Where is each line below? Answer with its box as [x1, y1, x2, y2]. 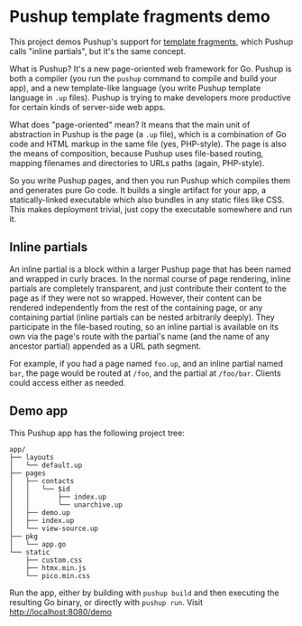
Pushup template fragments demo [9, 6, 270, 27]
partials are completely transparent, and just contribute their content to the [9, 283, 287, 294]
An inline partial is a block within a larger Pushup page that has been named [9, 264, 291, 275]
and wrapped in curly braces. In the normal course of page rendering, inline [9, 273, 291, 284]
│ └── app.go [9, 539, 67, 548]
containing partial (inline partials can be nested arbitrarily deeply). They [9, 312, 275, 322]
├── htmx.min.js [25, 563, 87, 573]
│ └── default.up [9, 461, 83, 470]
